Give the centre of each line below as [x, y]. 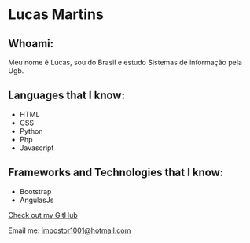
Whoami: [31, 44]
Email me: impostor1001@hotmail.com [70, 230]
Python [31, 131]
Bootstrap [35, 191]
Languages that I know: [67, 96]
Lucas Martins [56, 15]
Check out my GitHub [43, 215]
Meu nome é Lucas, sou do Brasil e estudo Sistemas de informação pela [125, 62]
